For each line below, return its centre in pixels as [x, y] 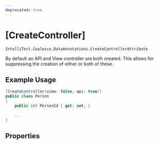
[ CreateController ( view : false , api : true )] [54, 92]
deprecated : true [24, 10]
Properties [23, 136]
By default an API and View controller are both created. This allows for [79, 58]
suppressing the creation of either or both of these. [59, 64]
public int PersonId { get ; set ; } [53, 106]
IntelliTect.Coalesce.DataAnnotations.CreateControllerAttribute [76, 49]
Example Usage [31, 80]
